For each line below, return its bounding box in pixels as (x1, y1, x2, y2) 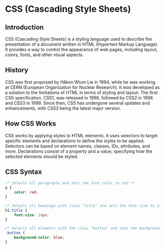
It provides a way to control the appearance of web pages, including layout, (5, 47, 158, 52)
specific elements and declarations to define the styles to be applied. (5, 138, 145, 144)
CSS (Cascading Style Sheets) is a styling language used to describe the (5, 36, 152, 42)
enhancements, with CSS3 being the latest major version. (5, 105, 121, 111)
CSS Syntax (5, 168, 42, 176)
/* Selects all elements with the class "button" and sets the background (5, 226, 162, 231)
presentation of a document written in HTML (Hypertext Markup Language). (5, 41, 159, 47)
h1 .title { (5, 208, 27, 213)
